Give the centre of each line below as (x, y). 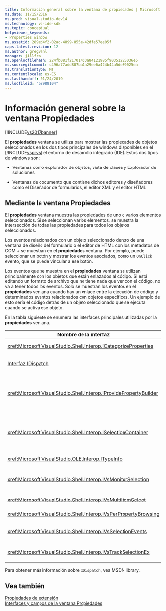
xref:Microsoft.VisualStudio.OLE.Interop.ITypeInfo (65, 459)
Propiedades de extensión (32, 598)
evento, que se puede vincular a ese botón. (49, 261)
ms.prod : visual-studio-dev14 (36, 19)
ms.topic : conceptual (27, 28)
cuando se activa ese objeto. (35, 308)
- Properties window (26, 38)
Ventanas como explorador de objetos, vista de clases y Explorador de (84, 167)
